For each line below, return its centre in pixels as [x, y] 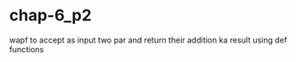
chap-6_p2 [50, 15]
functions [27, 49]
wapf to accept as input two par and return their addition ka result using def [148, 40]
